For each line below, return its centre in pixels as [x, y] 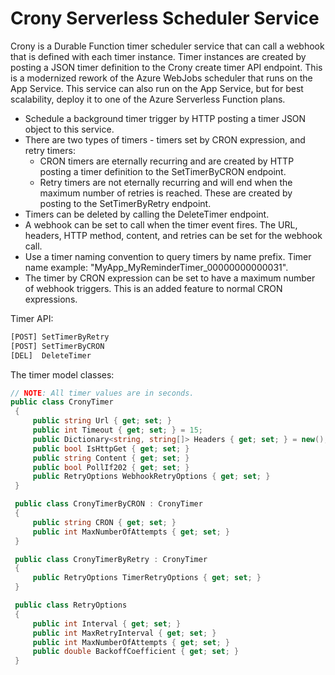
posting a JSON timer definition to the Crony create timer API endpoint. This [166, 67]
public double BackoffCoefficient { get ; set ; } [136, 652]
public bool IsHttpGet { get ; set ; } [111, 448]
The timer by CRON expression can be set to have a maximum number [170, 278]
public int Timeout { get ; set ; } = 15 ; [118, 430]
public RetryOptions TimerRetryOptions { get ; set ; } [147, 578]
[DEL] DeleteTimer [51, 355]
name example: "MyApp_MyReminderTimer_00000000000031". [156, 267]
